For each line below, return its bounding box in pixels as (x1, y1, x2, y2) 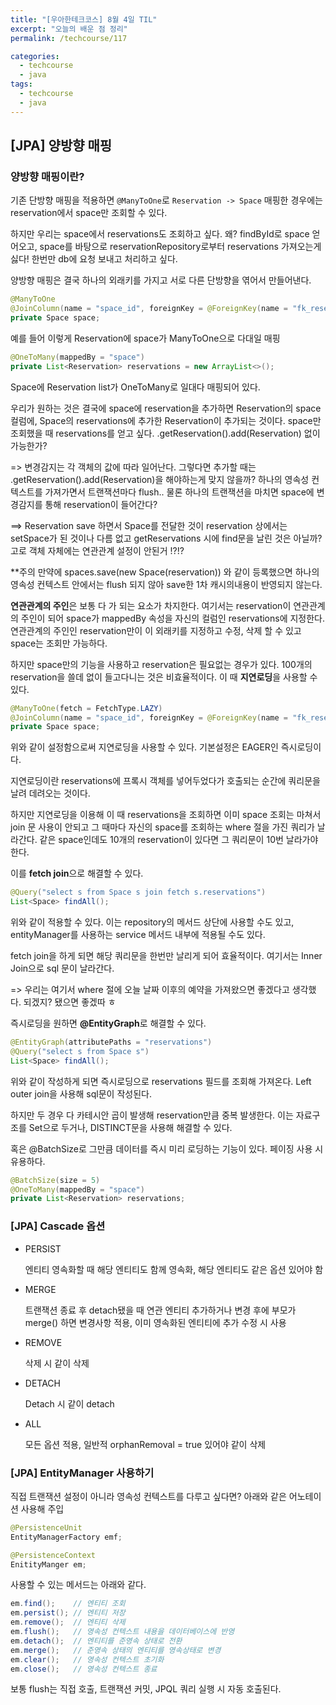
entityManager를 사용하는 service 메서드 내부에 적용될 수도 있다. (10, 929, 266, 941)
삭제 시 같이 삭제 (24, 1357, 90, 1369)
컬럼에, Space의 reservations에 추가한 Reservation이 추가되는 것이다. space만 (10, 414, 322, 426)
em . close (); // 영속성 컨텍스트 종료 (10, 1664, 158, 1674)
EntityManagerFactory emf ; (10, 1532, 123, 1542)
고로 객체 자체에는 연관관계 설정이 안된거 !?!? (10, 544, 185, 556)
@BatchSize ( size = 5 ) (10, 1175, 101, 1185)
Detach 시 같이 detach (24, 1397, 115, 1410)
